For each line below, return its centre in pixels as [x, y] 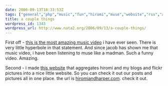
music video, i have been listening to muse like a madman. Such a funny [79, 53]
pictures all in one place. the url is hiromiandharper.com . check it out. [76, 79]
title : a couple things [30, 19]
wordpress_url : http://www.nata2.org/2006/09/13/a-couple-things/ [76, 28]
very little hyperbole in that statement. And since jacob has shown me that [82, 48]
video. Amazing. [22, 58]
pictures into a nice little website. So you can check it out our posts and [79, 73]
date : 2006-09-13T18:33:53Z [34, 10]
